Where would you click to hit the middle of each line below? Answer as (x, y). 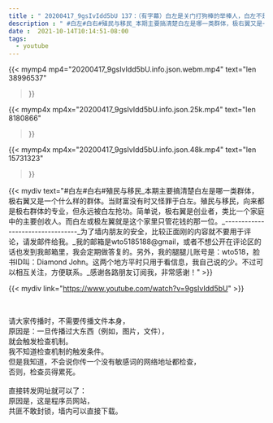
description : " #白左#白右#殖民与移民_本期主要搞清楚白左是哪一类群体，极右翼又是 (135, 24)
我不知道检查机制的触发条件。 (58, 351)
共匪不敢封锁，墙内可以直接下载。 (65, 411)
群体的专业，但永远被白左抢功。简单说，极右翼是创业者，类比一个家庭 (147, 211)
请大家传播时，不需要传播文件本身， (69, 321)
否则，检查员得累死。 (44, 372)
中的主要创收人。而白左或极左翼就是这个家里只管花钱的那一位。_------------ (136, 221)
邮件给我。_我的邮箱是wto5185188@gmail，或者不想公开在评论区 (145, 242)
